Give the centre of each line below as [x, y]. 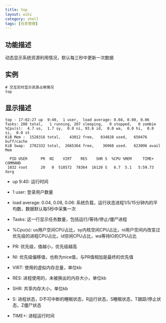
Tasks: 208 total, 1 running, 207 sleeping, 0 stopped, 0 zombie [81, 124]
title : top [16, 10]
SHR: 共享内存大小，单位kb [40, 288]
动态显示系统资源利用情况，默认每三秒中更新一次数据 [59, 58]
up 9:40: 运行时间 [30, 182]
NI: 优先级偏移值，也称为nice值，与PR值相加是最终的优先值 [73, 257]
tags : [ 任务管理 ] [22, 23]
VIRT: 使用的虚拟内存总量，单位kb [47, 267]
